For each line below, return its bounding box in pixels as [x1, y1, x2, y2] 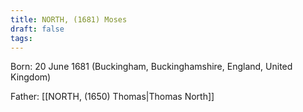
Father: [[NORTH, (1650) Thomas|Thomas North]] [10, 91, 215, 103]
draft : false [10, 24, 65, 34]
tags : [10, 33, 33, 43]
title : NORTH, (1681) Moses [10, 14, 128, 25]
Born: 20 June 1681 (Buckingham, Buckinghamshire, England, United [10, 61, 293, 73]
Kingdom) [10, 71, 52, 83]
